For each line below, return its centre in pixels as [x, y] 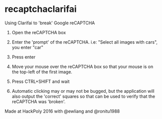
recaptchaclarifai [41, 9]
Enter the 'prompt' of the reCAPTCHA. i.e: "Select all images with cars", [85, 42]
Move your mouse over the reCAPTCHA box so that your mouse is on [82, 66]
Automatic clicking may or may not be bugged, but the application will [83, 91]
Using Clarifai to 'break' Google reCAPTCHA [50, 23]
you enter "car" [27, 47]
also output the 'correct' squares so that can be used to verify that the [83, 96]
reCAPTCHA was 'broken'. [39, 101]
